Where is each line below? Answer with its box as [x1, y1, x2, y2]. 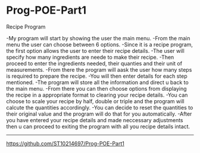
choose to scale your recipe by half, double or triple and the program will [6, 97, 185, 104]
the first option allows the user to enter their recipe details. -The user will [6, 47, 185, 54]
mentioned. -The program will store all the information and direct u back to [6, 78, 189, 86]
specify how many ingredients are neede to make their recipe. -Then [6, 53, 174, 60]
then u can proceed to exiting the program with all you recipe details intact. [6, 123, 190, 130]
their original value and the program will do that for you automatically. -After [6, 110, 192, 117]
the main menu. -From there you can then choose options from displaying [6, 85, 187, 92]
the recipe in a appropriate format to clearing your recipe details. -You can [6, 91, 188, 98]
